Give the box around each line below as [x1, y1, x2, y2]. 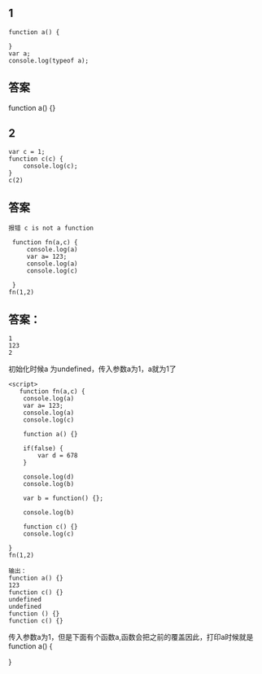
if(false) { [23, 444, 63, 453]
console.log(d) [23, 473, 75, 481]
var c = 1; [8, 148, 46, 156]
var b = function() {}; [23, 494, 104, 503]
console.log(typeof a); [8, 56, 90, 64]
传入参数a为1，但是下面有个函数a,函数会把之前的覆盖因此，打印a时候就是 [8, 632, 254, 642]
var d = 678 [37, 452, 79, 460]
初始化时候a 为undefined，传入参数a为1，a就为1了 [8, 364, 177, 374]
